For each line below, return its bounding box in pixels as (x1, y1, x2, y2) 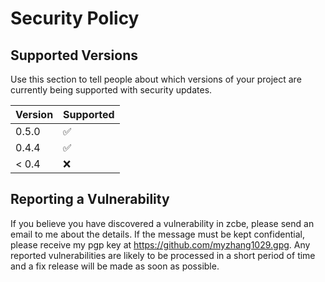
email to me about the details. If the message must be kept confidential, (10, 228, 305, 240)
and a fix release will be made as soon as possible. (10, 260, 220, 272)
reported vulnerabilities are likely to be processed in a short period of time (10, 249, 316, 261)
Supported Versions (10, 47, 138, 64)
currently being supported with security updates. (10, 84, 213, 96)
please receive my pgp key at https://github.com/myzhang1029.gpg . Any (10, 238, 311, 251)
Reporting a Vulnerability (10, 191, 170, 208)
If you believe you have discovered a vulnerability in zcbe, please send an (10, 217, 315, 229)
